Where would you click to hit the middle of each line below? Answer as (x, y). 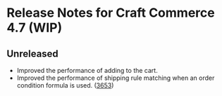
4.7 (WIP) (35, 28)
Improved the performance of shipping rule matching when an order (116, 78)
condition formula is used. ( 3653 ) (65, 85)
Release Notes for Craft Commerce (111, 13)
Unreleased (33, 54)
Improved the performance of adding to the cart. (87, 70)
